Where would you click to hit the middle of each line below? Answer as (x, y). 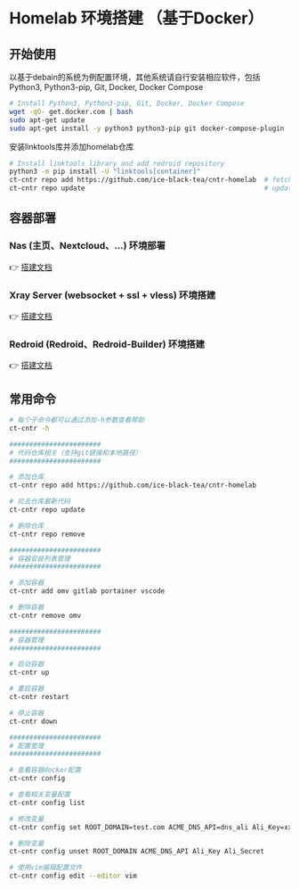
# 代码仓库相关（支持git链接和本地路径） (76, 453)
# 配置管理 (27, 745)
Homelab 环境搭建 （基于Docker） (137, 18)
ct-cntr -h (29, 428)
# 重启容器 (27, 689)
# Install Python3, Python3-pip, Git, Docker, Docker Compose (127, 103)
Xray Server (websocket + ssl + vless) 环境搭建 (113, 295)
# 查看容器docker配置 (45, 770)
